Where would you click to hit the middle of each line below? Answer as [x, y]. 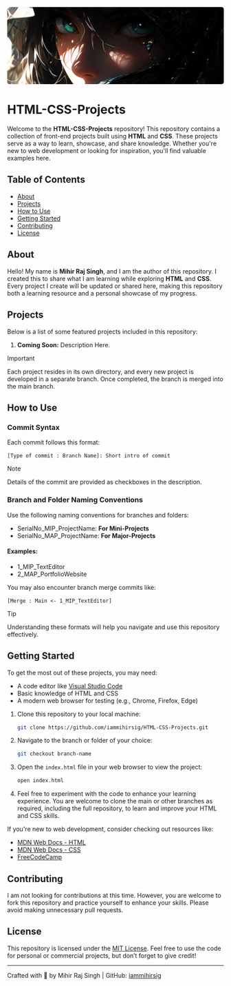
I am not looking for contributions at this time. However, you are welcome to [114, 895]
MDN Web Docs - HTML [51, 843]
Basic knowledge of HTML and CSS [68, 693]
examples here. [29, 158]
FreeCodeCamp [40, 857]
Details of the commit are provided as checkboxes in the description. [104, 482]
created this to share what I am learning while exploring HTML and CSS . [109, 278]
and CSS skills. [38, 816]
